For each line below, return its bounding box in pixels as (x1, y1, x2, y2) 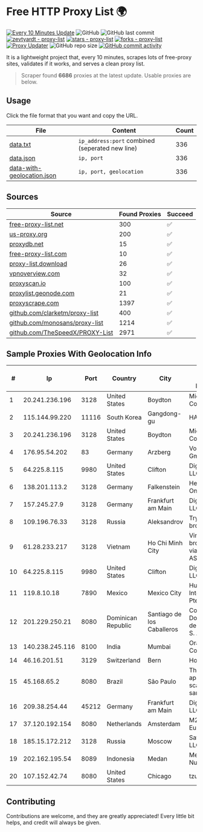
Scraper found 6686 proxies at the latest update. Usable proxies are (21, 71, 192, 79)
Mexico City (147, 589, 182, 597)
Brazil (106, 678, 123, 686)
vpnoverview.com (9, 269, 60, 277)
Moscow (147, 737, 172, 745)
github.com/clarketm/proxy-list (9, 308, 98, 317)
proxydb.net (9, 240, 44, 248)
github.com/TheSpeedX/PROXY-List (9, 328, 114, 337)
